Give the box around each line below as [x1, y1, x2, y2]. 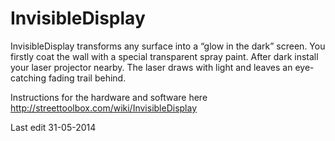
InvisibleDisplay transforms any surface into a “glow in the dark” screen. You [10, 40, 326, 52]
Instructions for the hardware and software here [10, 91, 208, 103]
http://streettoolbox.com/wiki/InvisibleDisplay [10, 102, 198, 114]
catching [10, 72, 47, 84]
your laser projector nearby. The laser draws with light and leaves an [10, 61, 293, 73]
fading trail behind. [48, 72, 127, 84]
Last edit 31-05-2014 [10, 121, 97, 133]
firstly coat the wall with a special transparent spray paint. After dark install [10, 50, 319, 62]
